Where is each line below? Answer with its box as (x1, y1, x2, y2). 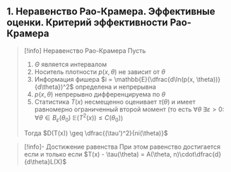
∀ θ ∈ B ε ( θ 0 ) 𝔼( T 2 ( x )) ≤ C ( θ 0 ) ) (34, 112, 124, 124)
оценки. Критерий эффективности (6, 17, 168, 29)
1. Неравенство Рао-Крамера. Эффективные (6, 6, 216, 18)
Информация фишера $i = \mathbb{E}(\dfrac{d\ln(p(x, (34, 75, 195, 83)
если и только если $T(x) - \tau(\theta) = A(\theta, (23, 150, 172, 159)
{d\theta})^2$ (34, 82, 74, 91)
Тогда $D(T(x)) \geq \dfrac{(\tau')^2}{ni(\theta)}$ (23, 129, 168, 137)
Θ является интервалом (34, 60, 107, 68)
